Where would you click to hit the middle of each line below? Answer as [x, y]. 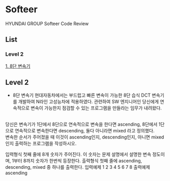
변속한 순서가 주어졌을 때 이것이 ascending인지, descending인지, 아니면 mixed [85, 137]
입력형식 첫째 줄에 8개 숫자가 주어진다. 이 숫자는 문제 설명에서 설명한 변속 [78, 154]
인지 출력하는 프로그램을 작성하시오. [41, 144]
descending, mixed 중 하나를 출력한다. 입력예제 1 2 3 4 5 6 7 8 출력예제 [78, 167]
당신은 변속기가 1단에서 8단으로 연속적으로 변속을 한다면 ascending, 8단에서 [81, 124]
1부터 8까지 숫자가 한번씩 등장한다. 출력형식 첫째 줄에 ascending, [77, 161]
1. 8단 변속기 [18, 66]
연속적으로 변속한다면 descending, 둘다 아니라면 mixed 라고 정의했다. [84, 131]
